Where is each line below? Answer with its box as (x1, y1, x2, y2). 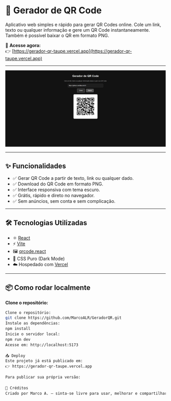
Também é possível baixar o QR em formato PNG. (5, 32, 109, 38)
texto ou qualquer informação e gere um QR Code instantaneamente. (5, 27, 150, 33)
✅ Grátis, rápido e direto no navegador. (12, 192, 95, 198)
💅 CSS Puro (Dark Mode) (12, 255, 65, 262)
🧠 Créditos (5, 385, 28, 390)
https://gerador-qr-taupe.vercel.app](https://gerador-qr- (13, 48, 132, 54)
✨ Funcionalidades (5, 161, 66, 170)
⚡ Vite (12, 240, 25, 247)
